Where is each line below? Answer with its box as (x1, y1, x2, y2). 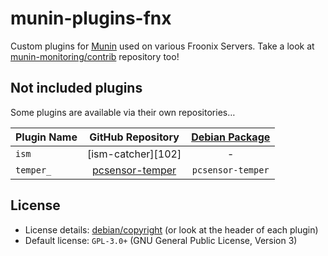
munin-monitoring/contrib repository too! (10, 50, 180, 62)
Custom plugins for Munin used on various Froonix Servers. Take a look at (10, 40, 315, 52)
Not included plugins (10, 80, 143, 97)
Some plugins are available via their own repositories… (10, 106, 236, 118)
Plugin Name (15, 130, 78, 144)
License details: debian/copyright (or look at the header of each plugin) (24, 223, 319, 236)
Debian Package (191, 130, 271, 144)
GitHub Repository (89, 130, 180, 144)
